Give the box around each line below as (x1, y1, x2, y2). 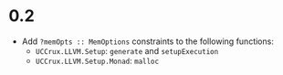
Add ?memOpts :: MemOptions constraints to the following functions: (21, 36, 275, 47)
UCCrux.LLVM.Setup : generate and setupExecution (35, 45, 219, 56)
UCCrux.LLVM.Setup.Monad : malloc (35, 55, 160, 66)
